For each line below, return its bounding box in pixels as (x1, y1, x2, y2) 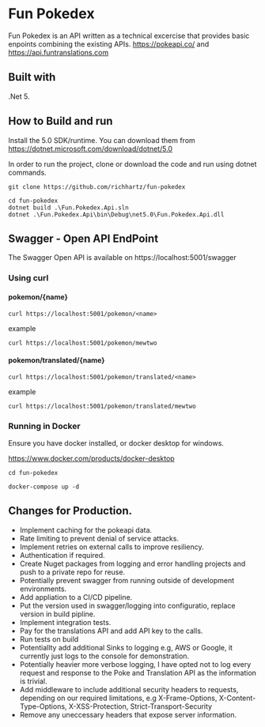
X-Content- (218, 693, 256, 703)
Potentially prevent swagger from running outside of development (19, 575, 235, 585)
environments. (19, 584, 67, 593)
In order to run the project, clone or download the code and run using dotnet (8, 159, 257, 168)
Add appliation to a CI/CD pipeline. (19, 592, 133, 601)
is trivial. (19, 676, 47, 686)
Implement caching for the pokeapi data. (19, 525, 153, 534)
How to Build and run (8, 115, 113, 128)
